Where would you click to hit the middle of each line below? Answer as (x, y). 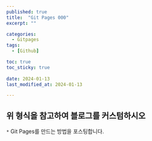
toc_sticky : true (28, 67)
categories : (21, 34)
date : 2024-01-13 (28, 79)
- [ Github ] (25, 51)
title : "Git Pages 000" (38, 18)
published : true (27, 12)
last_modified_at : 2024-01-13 (45, 84)
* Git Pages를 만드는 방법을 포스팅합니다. (55, 131)
